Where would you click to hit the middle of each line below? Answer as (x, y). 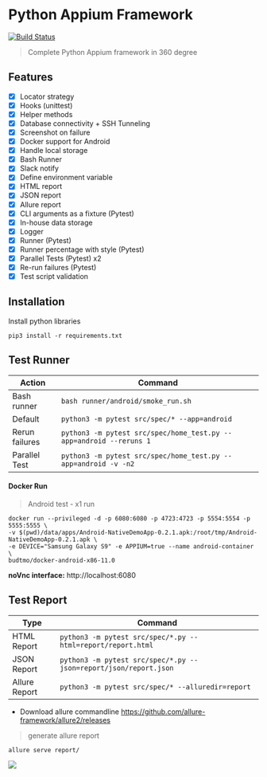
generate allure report (63, 736)
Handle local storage (54, 151)
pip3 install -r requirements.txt (66, 336)
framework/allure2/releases (65, 720)
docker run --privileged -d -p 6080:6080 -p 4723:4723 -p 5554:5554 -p (129, 518)
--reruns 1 (130, 441)
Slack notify (39, 168)
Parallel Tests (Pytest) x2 (60, 258)
